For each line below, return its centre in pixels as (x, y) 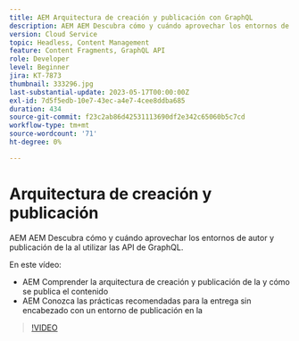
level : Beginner (39, 68)
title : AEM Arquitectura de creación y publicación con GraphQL (131, 17)
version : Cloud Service (54, 34)
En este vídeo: (36, 264)
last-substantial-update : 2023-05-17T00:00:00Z (100, 92)
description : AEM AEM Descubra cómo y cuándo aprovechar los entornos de (149, 26)
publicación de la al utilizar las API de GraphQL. (96, 247)
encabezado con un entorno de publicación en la (112, 310)
